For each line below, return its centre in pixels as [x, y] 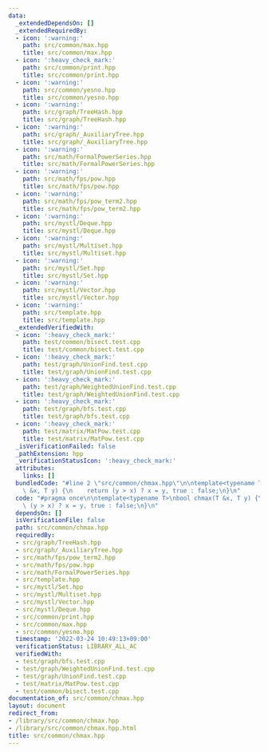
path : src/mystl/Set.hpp [64, 268]
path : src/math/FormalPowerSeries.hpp [87, 156]
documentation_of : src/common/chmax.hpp [77, 699]
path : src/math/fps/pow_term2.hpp [80, 201]
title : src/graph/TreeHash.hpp [75, 120]
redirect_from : [33, 714]
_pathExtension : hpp [49, 453]
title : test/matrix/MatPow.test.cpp [84, 439]
